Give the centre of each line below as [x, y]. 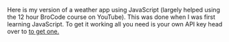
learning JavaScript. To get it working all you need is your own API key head [115, 24]
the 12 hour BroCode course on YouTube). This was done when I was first [111, 17]
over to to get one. [33, 31]
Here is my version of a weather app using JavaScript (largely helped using [113, 10]
